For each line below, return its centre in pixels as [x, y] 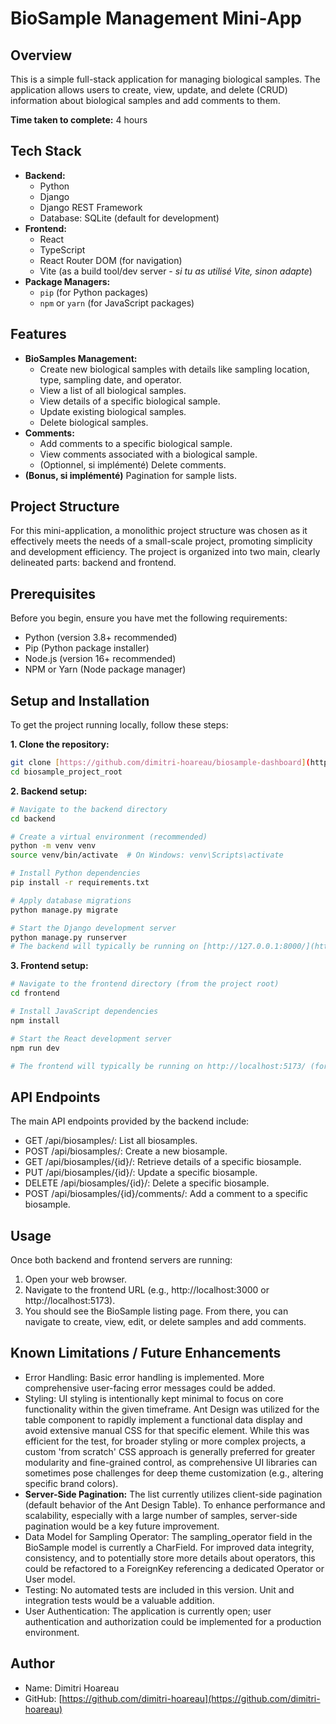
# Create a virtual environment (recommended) [109, 837]
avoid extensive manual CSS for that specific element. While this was [167, 1430]
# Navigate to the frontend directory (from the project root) [145, 984]
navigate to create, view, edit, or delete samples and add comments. [165, 1322]
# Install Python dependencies [75, 873]
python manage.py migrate [64, 910]
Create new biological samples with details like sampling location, [174, 369]
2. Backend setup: [49, 791]
